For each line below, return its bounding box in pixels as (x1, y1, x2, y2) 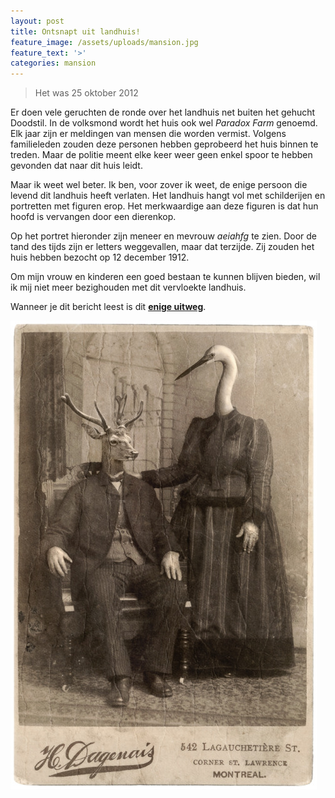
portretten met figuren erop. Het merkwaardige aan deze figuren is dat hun (10, 200, 319, 212)
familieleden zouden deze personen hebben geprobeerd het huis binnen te (10, 138, 319, 150)
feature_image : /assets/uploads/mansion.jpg (10, 37, 199, 47)
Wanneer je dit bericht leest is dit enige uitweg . (10, 301, 207, 313)
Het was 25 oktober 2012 (34, 87, 139, 99)
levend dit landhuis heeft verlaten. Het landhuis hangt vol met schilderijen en (10, 190, 326, 202)
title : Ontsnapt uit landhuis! (10, 26, 141, 37)
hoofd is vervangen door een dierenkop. (10, 211, 177, 223)
